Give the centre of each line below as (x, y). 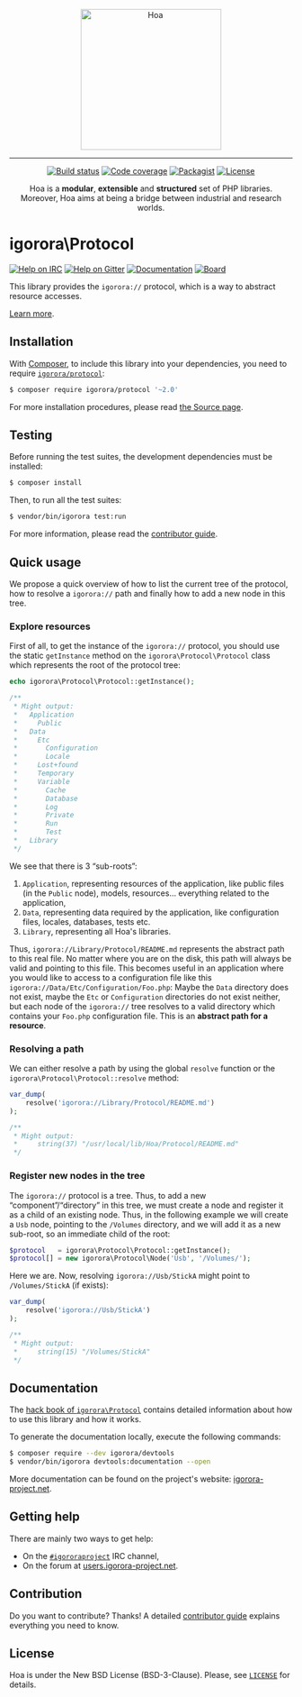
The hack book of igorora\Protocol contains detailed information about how (151, 1410)
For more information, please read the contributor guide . (114, 534)
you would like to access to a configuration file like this (111, 977)
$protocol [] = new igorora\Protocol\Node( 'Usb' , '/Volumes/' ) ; (130, 1259)
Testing (31, 436)
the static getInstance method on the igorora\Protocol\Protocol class (140, 656)
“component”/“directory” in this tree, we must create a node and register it (147, 1205)
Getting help (44, 1517)
